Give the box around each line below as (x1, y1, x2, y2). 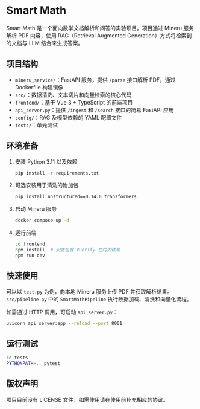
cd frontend (14, 241, 45, 248)
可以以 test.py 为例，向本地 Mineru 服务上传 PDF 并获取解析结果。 (6, 288, 173, 295)
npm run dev (14, 252, 45, 259)
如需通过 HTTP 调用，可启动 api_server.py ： (6, 308, 119, 315)
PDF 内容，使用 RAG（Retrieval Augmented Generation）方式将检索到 (17, 31, 192, 39)
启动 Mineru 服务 (14, 205, 57, 213)
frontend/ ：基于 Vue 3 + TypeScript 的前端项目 (14, 98, 133, 106)
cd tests (6, 355, 28, 361)
